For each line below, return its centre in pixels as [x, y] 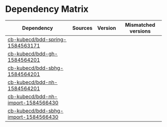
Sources [83, 28]
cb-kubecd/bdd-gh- [33, 54]
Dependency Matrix [47, 9]
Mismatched [140, 25]
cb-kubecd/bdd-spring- [37, 39]
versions [140, 31]
